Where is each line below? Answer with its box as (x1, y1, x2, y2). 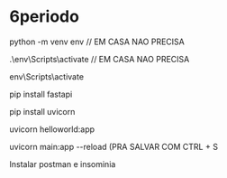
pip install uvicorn (9, 106, 76, 117)
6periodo (9, 6, 79, 27)
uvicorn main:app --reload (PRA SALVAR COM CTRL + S (9, 141, 219, 152)
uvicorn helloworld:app (9, 124, 95, 135)
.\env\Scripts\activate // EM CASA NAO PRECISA (9, 53, 190, 64)
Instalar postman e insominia (9, 158, 116, 169)
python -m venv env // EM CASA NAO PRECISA (9, 36, 185, 47)
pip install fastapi (9, 89, 73, 99)
